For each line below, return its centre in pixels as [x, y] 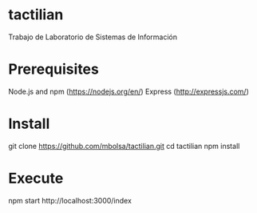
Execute [36, 179]
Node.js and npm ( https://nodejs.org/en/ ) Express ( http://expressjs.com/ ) [129, 91]
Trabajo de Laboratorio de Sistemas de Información [93, 37]
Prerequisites [54, 69]
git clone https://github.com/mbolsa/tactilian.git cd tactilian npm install [124, 146]
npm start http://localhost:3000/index [70, 200]
